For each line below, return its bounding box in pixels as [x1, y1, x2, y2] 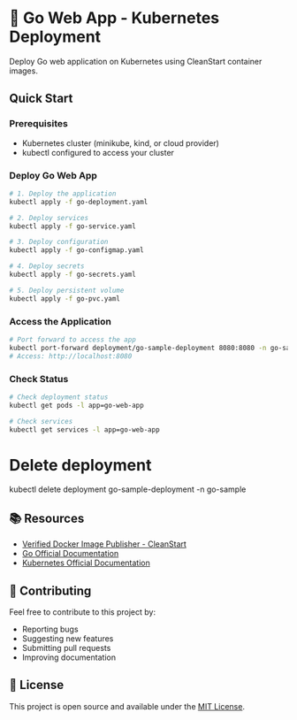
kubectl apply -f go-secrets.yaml [9, 270, 137, 280]
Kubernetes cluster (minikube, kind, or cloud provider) [21, 137, 219, 149]
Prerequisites [9, 118, 68, 130]
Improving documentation [21, 652, 117, 663]
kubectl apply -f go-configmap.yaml [9, 246, 144, 255]
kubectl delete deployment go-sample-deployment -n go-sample [9, 484, 247, 494]
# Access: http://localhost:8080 [9, 351, 133, 361]
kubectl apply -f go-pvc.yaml [9, 294, 121, 303]
